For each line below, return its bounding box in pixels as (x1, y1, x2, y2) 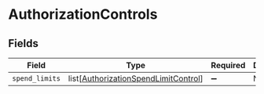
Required (211, 60, 246, 70)
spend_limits (12, 74, 61, 83)
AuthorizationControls (8, 5, 158, 23)
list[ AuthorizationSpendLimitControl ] (68, 73, 203, 84)
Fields (8, 37, 39, 50)
